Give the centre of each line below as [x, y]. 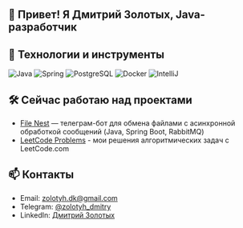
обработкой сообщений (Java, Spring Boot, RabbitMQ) [112, 132]
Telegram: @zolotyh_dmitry [65, 206]
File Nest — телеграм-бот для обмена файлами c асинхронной [128, 123]
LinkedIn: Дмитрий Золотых [67, 215]
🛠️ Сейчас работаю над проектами [100, 100]
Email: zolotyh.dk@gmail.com [69, 198]
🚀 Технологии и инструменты [86, 54]
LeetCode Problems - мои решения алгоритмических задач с [125, 140]
